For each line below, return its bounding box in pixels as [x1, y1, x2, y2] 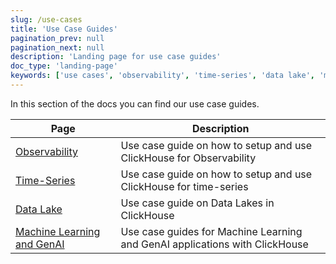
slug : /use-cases [10, 14, 83, 25]
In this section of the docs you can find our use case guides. [10, 97, 260, 110]
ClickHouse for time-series [120, 179, 249, 193]
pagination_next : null [10, 42, 105, 53]
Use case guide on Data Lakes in [120, 196, 275, 210]
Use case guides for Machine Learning [120, 224, 303, 238]
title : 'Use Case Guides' [10, 24, 118, 34]
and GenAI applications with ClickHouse [120, 237, 309, 251]
